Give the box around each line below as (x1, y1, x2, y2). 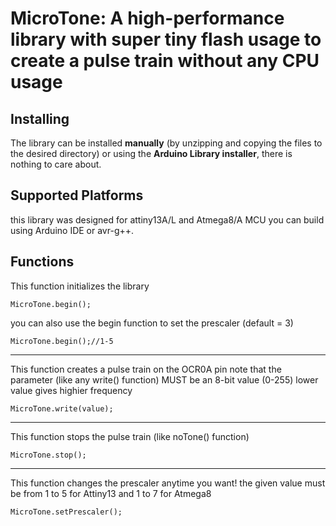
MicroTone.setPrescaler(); (10, 507, 123, 517)
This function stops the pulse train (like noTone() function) (10, 430, 250, 442)
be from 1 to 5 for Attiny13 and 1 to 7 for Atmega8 (10, 487, 212, 499)
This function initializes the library (10, 280, 150, 292)
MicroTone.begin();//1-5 (10, 336, 114, 346)
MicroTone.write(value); (10, 403, 114, 414)
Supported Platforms (10, 187, 144, 204)
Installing (10, 110, 70, 127)
